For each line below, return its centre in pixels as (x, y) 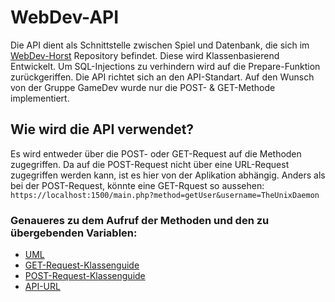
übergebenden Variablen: (74, 233)
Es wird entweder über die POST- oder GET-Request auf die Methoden (156, 153)
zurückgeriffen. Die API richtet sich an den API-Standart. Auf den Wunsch (162, 77)
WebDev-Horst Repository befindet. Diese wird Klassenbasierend (145, 55)
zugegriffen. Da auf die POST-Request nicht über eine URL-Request (150, 164)
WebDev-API (65, 17)
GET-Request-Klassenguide (82, 265)
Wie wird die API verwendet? (102, 129)
